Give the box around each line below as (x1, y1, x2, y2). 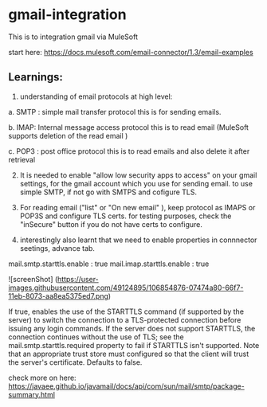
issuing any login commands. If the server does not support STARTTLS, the (8, 323, 256, 333)
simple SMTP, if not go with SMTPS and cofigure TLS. (19, 187, 198, 197)
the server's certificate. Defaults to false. (8, 357, 143, 367)
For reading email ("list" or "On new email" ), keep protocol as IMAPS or (19, 202, 256, 212)
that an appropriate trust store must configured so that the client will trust (8, 349, 249, 358)
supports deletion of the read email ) (8, 131, 128, 140)
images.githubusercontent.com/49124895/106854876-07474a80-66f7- (8, 283, 244, 292)
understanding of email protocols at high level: (19, 92, 173, 101)
